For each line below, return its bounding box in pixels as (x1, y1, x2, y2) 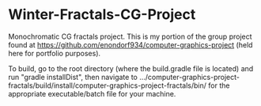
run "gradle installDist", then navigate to (8, 72, 138, 81)
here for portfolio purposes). (8, 48, 101, 58)
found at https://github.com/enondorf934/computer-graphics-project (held (8, 40, 253, 49)
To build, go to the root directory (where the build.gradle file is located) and (8, 63, 254, 73)
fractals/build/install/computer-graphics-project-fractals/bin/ (8, 81, 207, 90)
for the (208, 81, 230, 90)
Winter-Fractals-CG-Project (8, 6, 196, 24)
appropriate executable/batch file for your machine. (8, 89, 176, 98)
